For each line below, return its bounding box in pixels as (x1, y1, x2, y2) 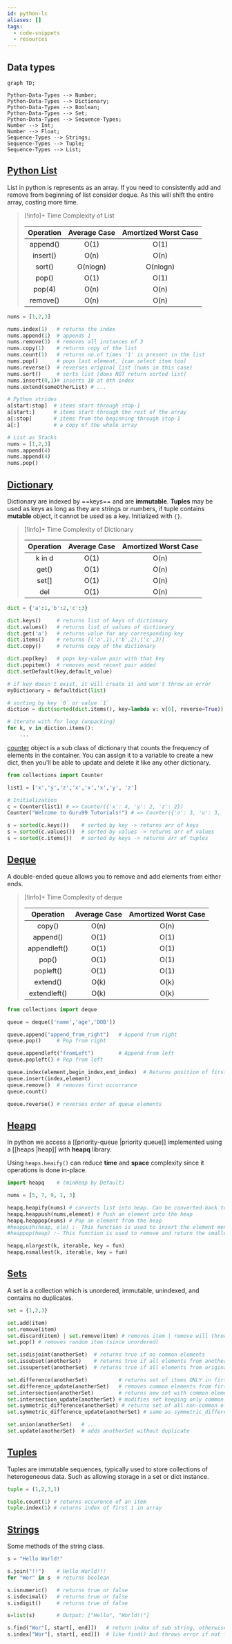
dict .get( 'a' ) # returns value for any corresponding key (7, 630, 184, 637)
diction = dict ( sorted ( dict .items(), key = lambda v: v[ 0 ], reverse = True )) (7, 706, 224, 713)
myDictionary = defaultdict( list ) (7, 687, 107, 694)
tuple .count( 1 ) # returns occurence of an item (7, 1498, 147, 1505)
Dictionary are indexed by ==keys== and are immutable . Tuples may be (7, 497, 213, 505)
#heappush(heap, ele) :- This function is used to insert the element (7, 1223, 215, 1230)
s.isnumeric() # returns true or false (7, 1587, 128, 1594)
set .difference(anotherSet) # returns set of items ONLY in (7, 1376, 212, 1384)
